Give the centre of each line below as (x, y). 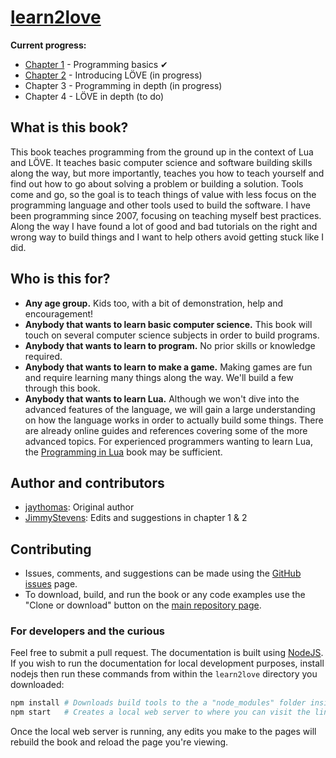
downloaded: (37, 685)
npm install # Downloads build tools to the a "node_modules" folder (158, 703)
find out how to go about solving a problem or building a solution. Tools (157, 183)
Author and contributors (87, 482)
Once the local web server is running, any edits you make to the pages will (163, 732)
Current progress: (48, 45)
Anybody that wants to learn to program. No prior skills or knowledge (170, 345)
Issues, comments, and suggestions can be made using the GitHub (163, 573)
